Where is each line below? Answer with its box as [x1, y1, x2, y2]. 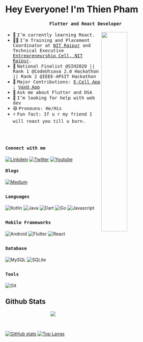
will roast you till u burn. [12, 119, 85, 124]
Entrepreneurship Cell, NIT [12, 53, 83, 59]
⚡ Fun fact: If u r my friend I [12, 111, 93, 117]
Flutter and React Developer [49, 20, 122, 27]
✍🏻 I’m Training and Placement [12, 37, 90, 43]
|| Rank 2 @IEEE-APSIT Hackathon [12, 74, 97, 80]
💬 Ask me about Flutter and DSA [12, 89, 93, 96]
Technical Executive [12, 48, 64, 54]
